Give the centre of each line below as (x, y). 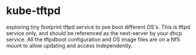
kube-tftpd (34, 11)
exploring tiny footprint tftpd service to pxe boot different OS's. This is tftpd (98, 27)
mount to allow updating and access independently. (69, 46)
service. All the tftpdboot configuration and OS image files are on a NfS (93, 39)
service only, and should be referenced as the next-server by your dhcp (94, 33)
